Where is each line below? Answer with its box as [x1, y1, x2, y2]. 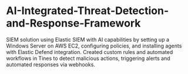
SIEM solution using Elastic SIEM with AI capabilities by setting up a [6, 36, 169, 43]
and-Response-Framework [6, 16, 141, 30]
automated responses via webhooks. [6, 60, 96, 68]
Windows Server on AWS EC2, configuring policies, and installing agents [6, 42, 182, 49]
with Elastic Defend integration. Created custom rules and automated [6, 48, 173, 55]
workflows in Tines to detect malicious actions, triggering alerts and [6, 55, 170, 62]
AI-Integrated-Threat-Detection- [6, 4, 169, 18]
